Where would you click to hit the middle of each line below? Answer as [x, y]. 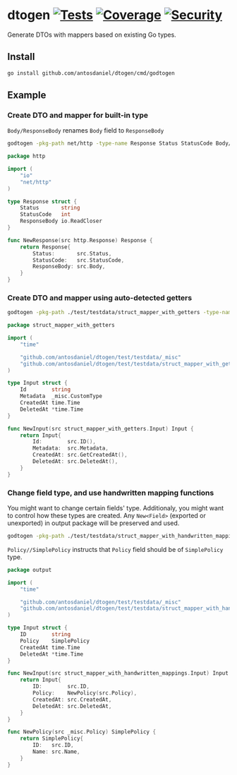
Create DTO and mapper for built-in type [78, 115]
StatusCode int [45, 215]
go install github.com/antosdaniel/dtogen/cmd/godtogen [91, 73]
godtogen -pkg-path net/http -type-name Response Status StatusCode [110, 144]
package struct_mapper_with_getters [61, 325]
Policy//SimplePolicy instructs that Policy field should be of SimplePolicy [115, 549]
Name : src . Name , [56, 752]
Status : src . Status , [72, 253]
